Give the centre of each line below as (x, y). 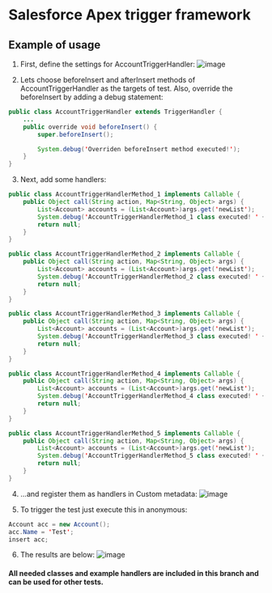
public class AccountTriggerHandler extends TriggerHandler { (115, 112)
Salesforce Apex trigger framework (130, 15)
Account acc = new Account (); (59, 524)
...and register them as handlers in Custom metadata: (108, 493)
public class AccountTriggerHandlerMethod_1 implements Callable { (125, 195)
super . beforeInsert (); (76, 134)
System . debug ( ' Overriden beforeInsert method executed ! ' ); (139, 149)
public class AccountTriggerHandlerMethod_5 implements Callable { (125, 433)
